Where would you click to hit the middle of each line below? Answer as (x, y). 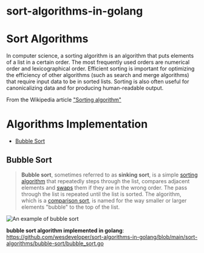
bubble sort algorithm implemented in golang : (65, 230)
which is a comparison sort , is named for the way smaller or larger (104, 200)
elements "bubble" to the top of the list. (70, 207)
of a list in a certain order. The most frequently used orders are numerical (98, 62)
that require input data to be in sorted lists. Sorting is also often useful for (98, 82)
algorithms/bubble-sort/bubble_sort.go (55, 243)
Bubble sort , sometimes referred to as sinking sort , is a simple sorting (109, 175)
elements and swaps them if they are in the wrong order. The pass (104, 187)
